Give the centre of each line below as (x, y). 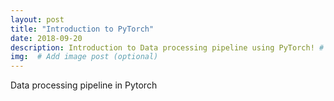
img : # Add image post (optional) (84, 57)
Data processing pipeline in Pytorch (84, 85)
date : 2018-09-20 (46, 38)
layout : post (37, 19)
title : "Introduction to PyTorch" (82, 29)
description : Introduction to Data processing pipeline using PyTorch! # (167, 47)
